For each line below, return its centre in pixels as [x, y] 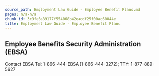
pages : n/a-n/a [21, 14]
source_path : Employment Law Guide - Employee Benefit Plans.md [73, 10]
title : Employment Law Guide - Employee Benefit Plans [63, 23]
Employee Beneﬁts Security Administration [73, 44]
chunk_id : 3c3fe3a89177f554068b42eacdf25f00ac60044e [60, 19]
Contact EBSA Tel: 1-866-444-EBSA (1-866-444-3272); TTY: [67, 64]
